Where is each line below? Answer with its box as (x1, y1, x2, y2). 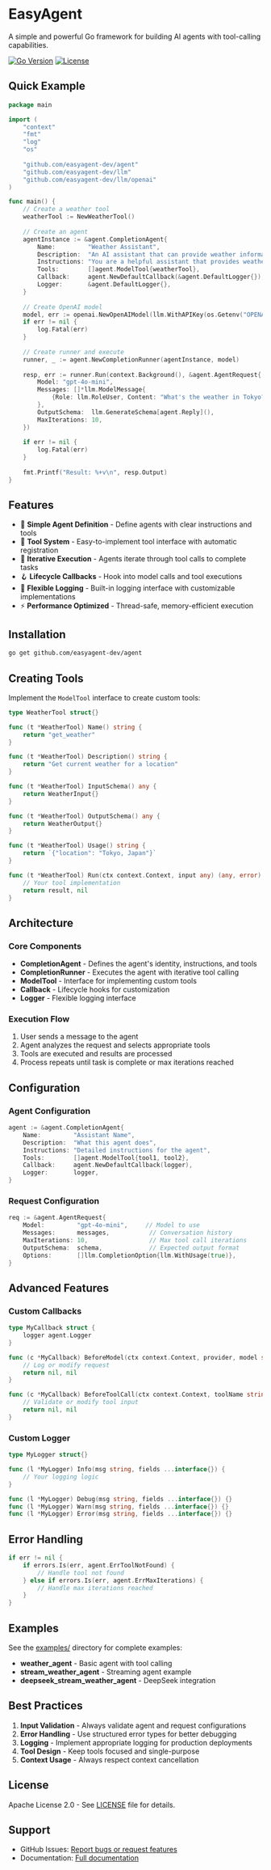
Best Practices (8, 1699, 83, 1713)
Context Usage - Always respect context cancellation (19, 1754, 199, 1764)
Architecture (8, 916, 74, 930)
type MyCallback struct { (8, 1324, 95, 1332)
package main (8, 100, 52, 109)
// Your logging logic (23, 1473, 99, 1481)
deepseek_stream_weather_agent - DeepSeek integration (19, 1676, 216, 1686)
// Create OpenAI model (23, 302, 103, 311)
